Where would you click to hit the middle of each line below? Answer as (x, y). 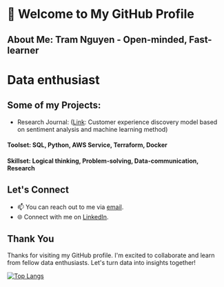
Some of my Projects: (54, 105)
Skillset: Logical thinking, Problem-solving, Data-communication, (103, 161)
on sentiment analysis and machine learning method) (92, 129)
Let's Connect (38, 190)
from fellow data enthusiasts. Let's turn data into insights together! (102, 263)
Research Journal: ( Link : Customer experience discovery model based (117, 122)
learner (23, 50)
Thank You (31, 238)
